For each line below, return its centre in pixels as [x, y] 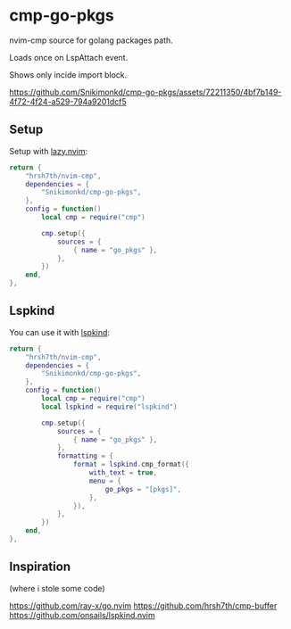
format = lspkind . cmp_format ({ [131, 465]
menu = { [105, 481]
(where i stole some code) [57, 588]
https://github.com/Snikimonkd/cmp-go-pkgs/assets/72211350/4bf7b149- [145, 92]
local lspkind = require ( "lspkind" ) [109, 407]
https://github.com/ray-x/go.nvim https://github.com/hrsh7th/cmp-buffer [143, 605]
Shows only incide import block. [68, 74]
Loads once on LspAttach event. [69, 57]
